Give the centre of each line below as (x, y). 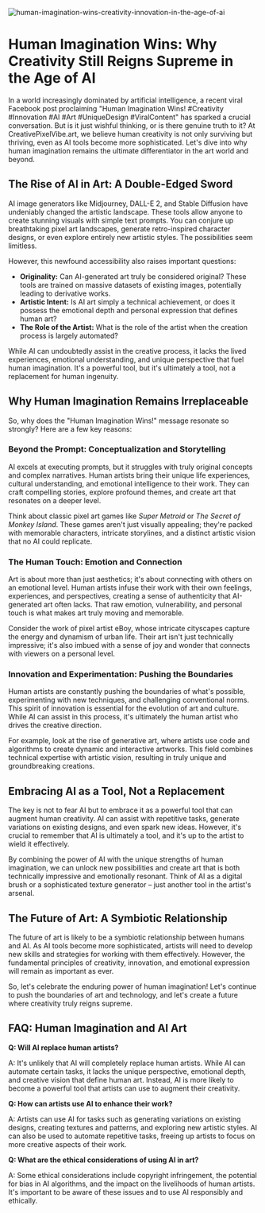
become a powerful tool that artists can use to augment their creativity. (124, 1088)
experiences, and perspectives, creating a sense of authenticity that (120, 596)
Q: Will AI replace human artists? (63, 1047)
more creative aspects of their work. (67, 1144)
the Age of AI (52, 78)
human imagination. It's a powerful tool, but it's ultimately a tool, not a (122, 368)
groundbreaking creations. (52, 766)
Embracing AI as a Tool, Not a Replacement (116, 791)
